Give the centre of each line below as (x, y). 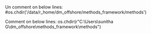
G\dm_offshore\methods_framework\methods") (53, 27)
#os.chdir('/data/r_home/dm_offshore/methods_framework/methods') (76, 12)
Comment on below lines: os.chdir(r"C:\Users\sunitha (59, 22)
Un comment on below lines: (34, 7)
